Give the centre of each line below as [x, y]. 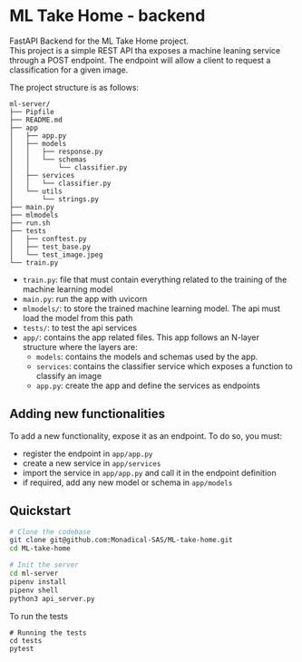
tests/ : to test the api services [80, 327]
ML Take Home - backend [107, 16]
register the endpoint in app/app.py [88, 453]
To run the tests [39, 616]
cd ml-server [34, 574]
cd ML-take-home [40, 549]
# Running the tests [49, 633]
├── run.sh [30, 223]
